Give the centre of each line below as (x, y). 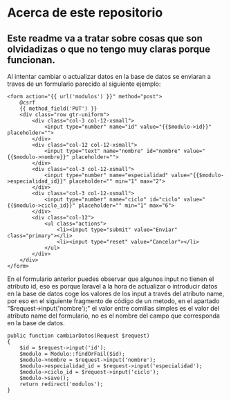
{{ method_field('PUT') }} (58, 109)
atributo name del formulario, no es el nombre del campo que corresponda (113, 316)
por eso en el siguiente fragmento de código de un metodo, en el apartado (113, 301)
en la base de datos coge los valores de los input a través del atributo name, (116, 293)
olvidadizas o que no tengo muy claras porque (109, 49)
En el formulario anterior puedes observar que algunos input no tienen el (111, 279)
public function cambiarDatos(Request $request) (78, 336)
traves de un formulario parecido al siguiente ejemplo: (84, 84)
